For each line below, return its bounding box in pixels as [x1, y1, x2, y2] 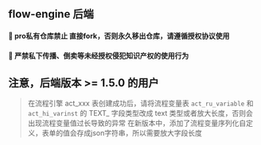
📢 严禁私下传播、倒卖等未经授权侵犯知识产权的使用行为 [8, 51, 189, 60]
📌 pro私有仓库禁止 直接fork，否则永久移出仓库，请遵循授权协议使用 [8, 31, 230, 40]
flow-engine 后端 [8, 7, 94, 21]
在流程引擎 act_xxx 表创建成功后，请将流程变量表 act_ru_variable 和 [27, 98, 254, 109]
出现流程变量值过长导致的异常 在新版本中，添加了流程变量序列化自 [27, 118, 247, 128]
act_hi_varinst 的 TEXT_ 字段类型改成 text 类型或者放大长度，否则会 [27, 109, 253, 118]
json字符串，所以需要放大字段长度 [90, 128, 203, 138]
